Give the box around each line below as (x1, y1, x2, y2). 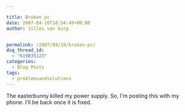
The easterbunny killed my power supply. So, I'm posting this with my (6, 92, 180, 99)
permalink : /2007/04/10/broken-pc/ (6, 42, 96, 48)
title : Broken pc (6, 14, 50, 20)
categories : (6, 59, 36, 65)
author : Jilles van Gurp (6, 25, 69, 31)
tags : (6, 70, 20, 76)
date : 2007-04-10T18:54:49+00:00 (6, 19, 91, 26)
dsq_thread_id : (6, 47, 45, 53)
